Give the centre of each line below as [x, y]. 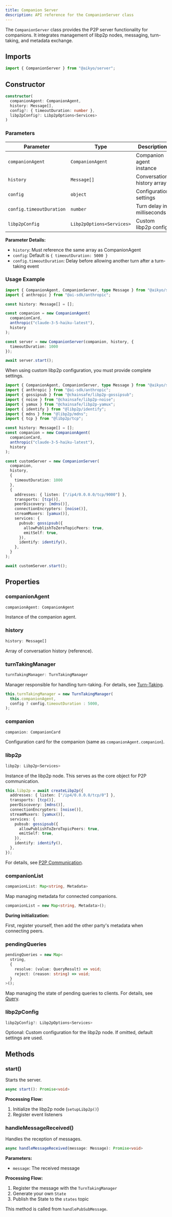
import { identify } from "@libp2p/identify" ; [56, 409]
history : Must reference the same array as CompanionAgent [77, 250]
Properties [23, 582]
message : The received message [46, 1168]
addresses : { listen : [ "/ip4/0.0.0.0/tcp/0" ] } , [63, 795]
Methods [20, 1054]
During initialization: [27, 915]
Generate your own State [39, 1194]
